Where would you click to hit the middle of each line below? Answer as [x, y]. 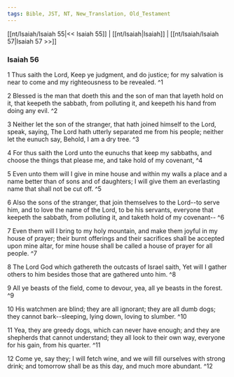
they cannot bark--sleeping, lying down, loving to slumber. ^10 [97, 316]
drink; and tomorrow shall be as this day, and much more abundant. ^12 [110, 366]
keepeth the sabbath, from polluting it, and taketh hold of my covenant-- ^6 [116, 217]
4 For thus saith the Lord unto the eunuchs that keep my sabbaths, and [110, 152]
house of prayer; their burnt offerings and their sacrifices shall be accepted [116, 238]
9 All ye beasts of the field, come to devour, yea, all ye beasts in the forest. [115, 288]
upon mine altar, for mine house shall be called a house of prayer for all [110, 246]
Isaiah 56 [23, 59]
